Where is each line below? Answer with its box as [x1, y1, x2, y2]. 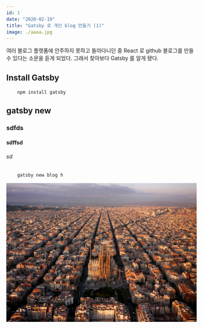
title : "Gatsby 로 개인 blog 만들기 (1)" [6, 22, 105, 28]
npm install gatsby [17, 90, 66, 96]
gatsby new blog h [17, 172, 63, 179]
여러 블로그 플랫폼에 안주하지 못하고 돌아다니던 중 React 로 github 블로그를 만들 [6, 47, 195, 54]
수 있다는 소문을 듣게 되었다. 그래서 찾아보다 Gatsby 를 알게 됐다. [6, 54, 159, 62]
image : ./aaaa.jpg [6, 29, 53, 35]
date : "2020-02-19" [6, 16, 56, 22]
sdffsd [6, 139, 23, 146]
